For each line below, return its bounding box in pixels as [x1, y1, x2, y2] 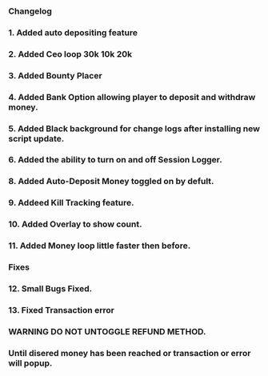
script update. [8, 133, 65, 144]
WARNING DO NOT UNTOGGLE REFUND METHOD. [8, 326, 206, 337]
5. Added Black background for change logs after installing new [8, 122, 260, 134]
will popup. [8, 358, 53, 369]
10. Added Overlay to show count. [8, 218, 142, 230]
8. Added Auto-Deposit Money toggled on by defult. [8, 176, 214, 187]
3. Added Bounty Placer [8, 70, 102, 81]
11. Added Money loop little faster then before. [8, 240, 191, 251]
